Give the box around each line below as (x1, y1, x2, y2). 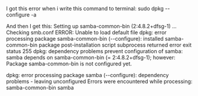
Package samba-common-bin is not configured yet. (6, 60, 132, 67)
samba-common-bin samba (6, 84, 74, 91)
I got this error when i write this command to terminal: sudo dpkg (6, 5, 164, 12)
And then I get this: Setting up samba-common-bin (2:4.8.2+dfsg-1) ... (6, 23, 177, 29)
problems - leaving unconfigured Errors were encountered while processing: (6, 78, 193, 85)
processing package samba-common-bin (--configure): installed (6, 35, 164, 42)
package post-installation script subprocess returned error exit (38, 41, 192, 48)
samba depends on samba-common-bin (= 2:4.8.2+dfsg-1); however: (6, 54, 176, 61)
